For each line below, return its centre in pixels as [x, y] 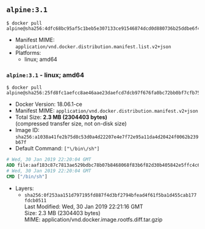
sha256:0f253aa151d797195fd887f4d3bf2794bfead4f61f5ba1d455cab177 [110, 195]
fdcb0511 [35, 200]
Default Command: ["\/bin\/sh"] [57, 149]
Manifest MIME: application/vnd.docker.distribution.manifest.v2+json [106, 111]
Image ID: [27, 130]
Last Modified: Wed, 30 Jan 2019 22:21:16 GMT [84, 206]
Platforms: [28, 52]
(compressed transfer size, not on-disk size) [71, 124]
